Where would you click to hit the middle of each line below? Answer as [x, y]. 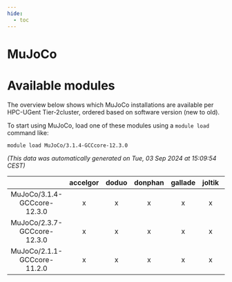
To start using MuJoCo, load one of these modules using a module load [108, 125]
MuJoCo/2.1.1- [37, 251]
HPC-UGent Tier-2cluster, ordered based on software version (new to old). [113, 112]
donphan [149, 182]
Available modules [61, 85]
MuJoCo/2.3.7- [37, 223]
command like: [28, 132]
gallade [183, 182]
